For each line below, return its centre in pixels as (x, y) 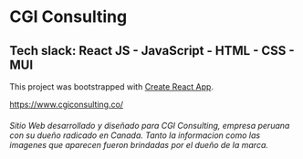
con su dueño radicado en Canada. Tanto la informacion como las (135, 135)
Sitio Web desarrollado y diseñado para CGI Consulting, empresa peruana (150, 125)
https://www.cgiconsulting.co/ (67, 104)
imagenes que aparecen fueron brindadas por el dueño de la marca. (139, 144)
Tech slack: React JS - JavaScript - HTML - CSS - (152, 51)
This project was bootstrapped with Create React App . (112, 87)
